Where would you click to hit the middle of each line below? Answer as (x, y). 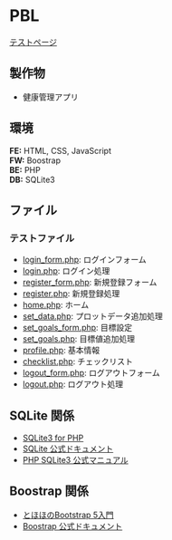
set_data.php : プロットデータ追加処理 (92, 316)
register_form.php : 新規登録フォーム (90, 283)
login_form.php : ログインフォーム (84, 260)
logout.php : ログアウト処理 (73, 384)
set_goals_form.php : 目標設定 (77, 328)
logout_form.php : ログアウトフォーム (91, 373)
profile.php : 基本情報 (61, 351)
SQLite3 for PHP (53, 438)
